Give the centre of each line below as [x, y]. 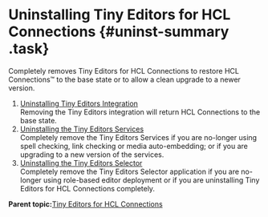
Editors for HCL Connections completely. [87, 188]
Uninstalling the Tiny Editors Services [82, 129]
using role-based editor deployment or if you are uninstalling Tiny [151, 180]
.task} [29, 49]
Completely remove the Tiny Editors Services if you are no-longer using [138, 137]
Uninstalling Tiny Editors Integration [79, 103]
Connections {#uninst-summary [119, 32]
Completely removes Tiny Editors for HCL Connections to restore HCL [124, 70]
